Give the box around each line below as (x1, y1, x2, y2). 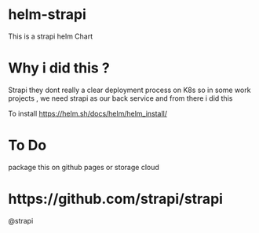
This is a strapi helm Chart (8, 31, 93, 41)
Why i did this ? (8, 59, 110, 77)
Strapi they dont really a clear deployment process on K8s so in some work (8, 85, 251, 94)
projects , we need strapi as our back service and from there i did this (8, 93, 233, 103)
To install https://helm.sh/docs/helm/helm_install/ (8, 109, 167, 118)
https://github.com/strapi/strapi (8, 190, 224, 208)
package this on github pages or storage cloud (8, 162, 159, 172)
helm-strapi (8, 6, 86, 24)
